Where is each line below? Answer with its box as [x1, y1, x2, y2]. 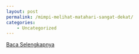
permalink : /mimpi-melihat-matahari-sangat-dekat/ [6, 14, 134, 20]
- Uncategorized [17, 25, 57, 31]
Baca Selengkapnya [6, 41, 55, 48]
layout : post [6, 8, 38, 15]
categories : [6, 19, 35, 25]
